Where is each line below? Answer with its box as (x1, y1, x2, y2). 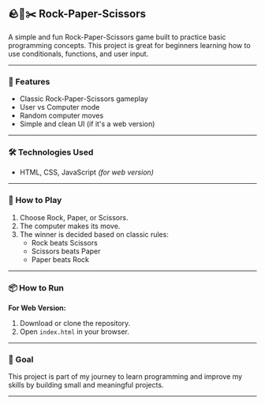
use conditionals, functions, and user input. (8, 49, 149, 58)
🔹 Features (8, 76, 50, 87)
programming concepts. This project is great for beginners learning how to (8, 40, 251, 50)
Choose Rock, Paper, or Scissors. (19, 212, 129, 222)
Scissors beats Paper (31, 246, 101, 256)
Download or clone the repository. (19, 319, 131, 328)
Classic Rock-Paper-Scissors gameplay (19, 94, 148, 103)
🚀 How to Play (8, 195, 62, 206)
